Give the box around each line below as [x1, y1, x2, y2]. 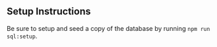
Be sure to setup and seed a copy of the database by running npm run [6, 24, 211, 32]
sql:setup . [6, 32, 38, 40]
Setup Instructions [6, 6, 91, 18]
